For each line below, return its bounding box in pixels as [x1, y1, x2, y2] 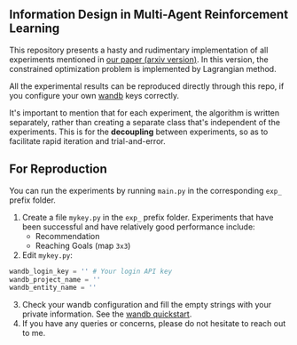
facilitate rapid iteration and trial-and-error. [9, 135, 166, 146]
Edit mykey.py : [21, 249, 74, 261]
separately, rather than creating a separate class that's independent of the [9, 116, 281, 127]
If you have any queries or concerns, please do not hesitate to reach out [21, 318, 286, 329]
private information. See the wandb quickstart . [21, 309, 192, 319]
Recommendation [35, 230, 100, 241]
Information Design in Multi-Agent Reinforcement [9, 7, 289, 22]
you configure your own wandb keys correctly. [9, 90, 180, 100]
